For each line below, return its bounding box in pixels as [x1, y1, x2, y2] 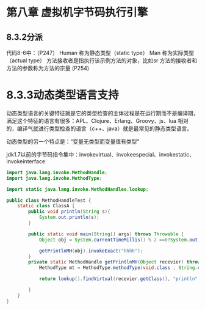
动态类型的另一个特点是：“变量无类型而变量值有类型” [6, 138, 140, 145]
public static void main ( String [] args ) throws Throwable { [28, 231, 184, 237]
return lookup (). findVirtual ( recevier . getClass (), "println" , [38, 276, 201, 282]
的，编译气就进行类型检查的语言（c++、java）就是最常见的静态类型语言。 [6, 125, 193, 132]
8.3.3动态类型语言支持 [6, 88, 119, 102]
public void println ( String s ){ [28, 209, 111, 215]
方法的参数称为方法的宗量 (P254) [6, 65, 90, 72]
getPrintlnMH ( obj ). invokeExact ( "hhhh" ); [38, 248, 143, 254]
